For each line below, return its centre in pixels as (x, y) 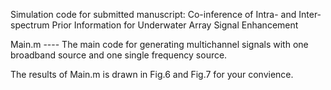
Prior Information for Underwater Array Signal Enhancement (175, 25)
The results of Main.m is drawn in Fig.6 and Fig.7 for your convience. (152, 74)
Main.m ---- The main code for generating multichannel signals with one (159, 44)
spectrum (30, 25)
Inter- (310, 14)
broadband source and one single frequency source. (119, 55)
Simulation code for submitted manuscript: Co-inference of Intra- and (153, 14)
